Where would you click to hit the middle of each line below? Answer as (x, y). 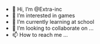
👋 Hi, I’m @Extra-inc (37, 9)
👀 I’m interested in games (43, 15)
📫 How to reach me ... (40, 35)
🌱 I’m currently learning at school (53, 22)
